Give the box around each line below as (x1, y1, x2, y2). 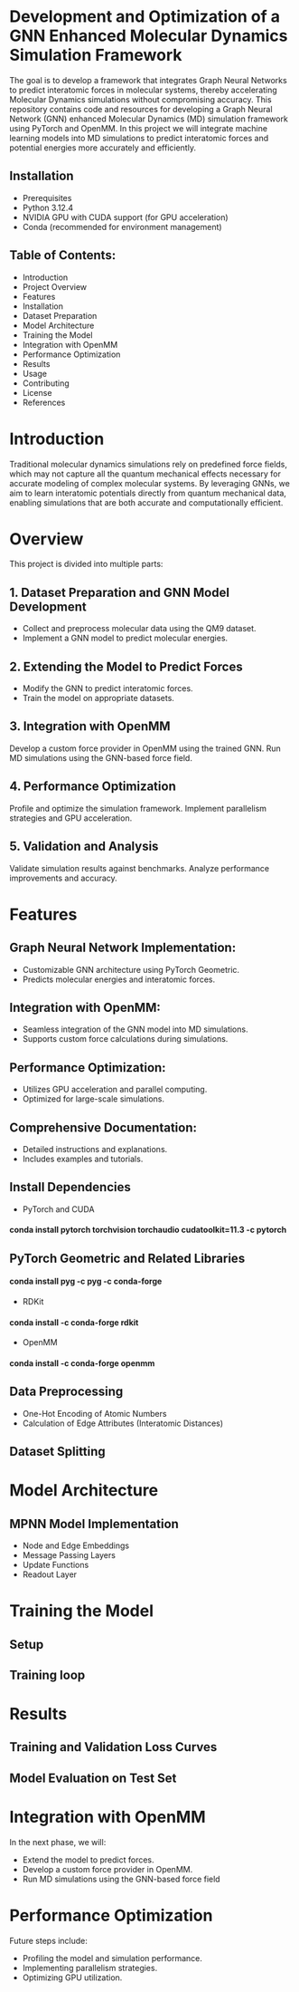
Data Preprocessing (9, 1384, 124, 1400)
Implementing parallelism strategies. (22, 1962, 158, 1973)
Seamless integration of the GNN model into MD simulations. (22, 1024, 248, 1034)
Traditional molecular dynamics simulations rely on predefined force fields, (9, 458, 287, 469)
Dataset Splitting (9, 1443, 106, 1459)
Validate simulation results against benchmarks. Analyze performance (9, 862, 269, 873)
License (22, 387, 52, 398)
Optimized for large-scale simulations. (22, 1093, 165, 1104)
